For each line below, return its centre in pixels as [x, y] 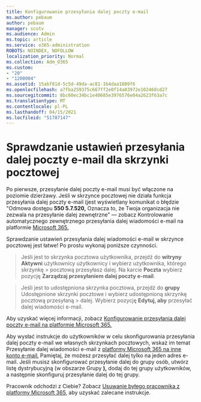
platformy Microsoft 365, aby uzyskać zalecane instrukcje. [79, 392]
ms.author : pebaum [29, 17]
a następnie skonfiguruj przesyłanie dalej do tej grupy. [73, 374]
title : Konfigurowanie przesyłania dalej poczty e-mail [77, 12]
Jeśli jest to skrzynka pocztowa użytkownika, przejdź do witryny [101, 257]
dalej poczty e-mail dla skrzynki [88, 160]
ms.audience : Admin [31, 34]
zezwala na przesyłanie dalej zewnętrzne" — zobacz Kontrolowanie [90, 215]
